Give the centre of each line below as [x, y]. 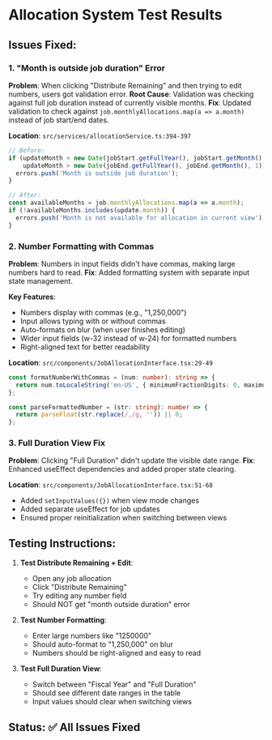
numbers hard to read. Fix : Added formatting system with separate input [129, 272]
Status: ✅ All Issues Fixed [74, 727]
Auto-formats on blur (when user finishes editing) [103, 329]
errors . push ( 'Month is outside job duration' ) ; [98, 173]
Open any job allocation [72, 579]
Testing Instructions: [62, 543]
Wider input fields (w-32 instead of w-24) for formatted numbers [128, 338]
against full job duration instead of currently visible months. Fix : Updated [130, 102]
